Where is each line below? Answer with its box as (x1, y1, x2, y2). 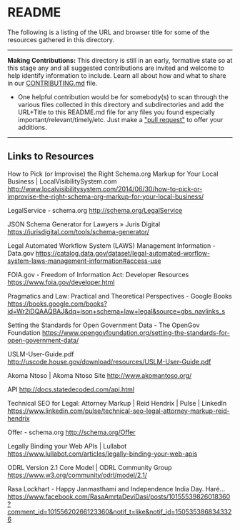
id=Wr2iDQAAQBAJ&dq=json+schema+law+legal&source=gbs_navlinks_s (7, 306, 226, 315)
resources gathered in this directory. (7, 35, 114, 44)
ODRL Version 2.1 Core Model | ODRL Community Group (7, 463, 173, 471)
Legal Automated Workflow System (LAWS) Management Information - (7, 241, 216, 250)
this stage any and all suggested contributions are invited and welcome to (7, 64, 225, 72)
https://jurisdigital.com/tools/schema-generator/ (7, 227, 150, 236)
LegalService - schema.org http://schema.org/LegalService (7, 206, 183, 214)
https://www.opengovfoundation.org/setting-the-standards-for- (41, 328, 230, 336)
